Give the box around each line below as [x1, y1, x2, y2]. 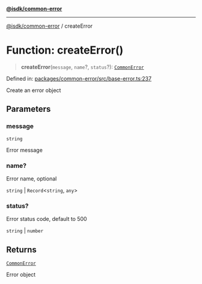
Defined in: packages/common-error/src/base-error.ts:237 [6, 75, 152, 82]
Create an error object [6, 87, 61, 94]
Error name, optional [6, 174, 57, 182]
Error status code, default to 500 [6, 215, 87, 223]
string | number [6, 227, 44, 234]
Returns [6, 244, 37, 255]
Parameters [6, 104, 51, 114]
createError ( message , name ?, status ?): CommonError [20, 63, 144, 70]
